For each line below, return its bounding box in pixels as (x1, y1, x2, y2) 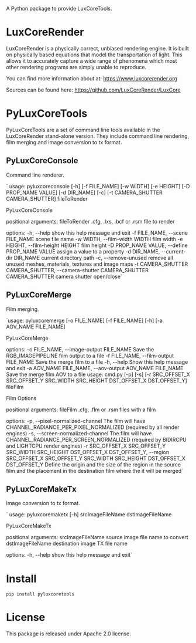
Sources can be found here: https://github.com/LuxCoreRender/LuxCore (6, 86, 181, 93)
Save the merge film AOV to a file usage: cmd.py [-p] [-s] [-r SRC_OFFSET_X (6, 371, 190, 378)
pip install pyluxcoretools (6, 591, 75, 597)
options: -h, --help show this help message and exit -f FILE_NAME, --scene (6, 229, 188, 236)
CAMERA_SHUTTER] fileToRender (6, 195, 88, 202)
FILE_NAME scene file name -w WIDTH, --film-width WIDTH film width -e (6, 235, 183, 242)
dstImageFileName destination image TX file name (6, 540, 128, 547)
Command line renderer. (6, 171, 64, 178)
